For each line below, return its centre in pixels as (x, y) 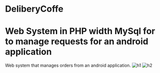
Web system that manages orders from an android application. (68, 65)
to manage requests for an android (77, 42)
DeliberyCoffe (34, 9)
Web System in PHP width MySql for (80, 31)
